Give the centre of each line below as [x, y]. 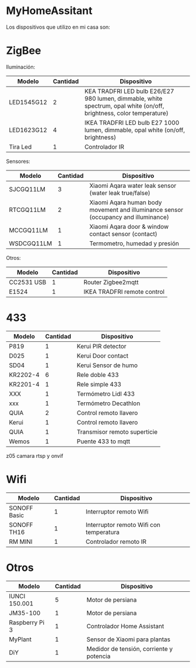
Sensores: [18, 161]
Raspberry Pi [27, 622]
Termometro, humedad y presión [134, 243]
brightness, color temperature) [126, 113]
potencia [99, 656]
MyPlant [20, 639]
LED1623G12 [28, 130]
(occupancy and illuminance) [129, 217]
